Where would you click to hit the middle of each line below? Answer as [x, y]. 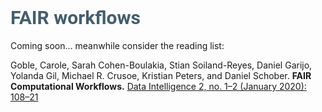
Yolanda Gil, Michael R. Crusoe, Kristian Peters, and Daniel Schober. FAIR [161, 75]
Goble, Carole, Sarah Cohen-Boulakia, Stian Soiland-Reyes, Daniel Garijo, [161, 65]
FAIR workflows [76, 18]
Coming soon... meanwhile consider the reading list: [117, 45]
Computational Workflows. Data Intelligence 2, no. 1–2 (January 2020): [158, 86]
